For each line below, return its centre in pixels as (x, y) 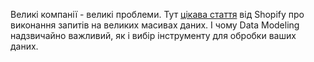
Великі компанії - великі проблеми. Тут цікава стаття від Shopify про (157, 14)
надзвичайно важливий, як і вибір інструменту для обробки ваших (153, 35)
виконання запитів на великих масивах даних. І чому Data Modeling (155, 25)
